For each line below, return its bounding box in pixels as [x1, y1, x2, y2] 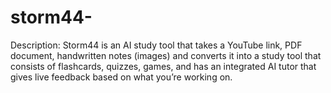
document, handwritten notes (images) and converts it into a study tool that [10, 49, 322, 61]
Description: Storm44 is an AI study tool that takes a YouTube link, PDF [10, 39, 303, 51]
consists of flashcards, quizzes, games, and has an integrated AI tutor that [10, 60, 317, 72]
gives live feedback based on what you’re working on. [10, 71, 233, 83]
